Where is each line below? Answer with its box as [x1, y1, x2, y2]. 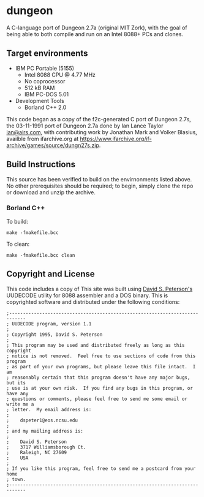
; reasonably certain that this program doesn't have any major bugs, [6, 374, 191, 381]
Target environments [6, 48, 88, 59]
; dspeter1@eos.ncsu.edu [6, 417, 78, 423]
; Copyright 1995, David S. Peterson [6, 332, 103, 338]
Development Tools [15, 97, 64, 104]
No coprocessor [24, 77, 66, 85]
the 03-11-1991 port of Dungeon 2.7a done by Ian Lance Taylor [6, 122, 164, 129]
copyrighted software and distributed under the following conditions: [6, 298, 180, 305]
